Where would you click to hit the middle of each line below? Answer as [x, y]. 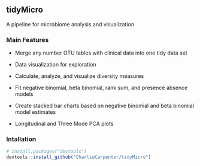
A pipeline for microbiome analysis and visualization [70, 24]
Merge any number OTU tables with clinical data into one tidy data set [101, 53]
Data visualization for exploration [55, 65]
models [24, 94]
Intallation [21, 139]
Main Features [28, 40]
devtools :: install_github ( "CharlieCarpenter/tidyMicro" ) [79, 157]
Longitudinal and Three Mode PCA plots [64, 124]
